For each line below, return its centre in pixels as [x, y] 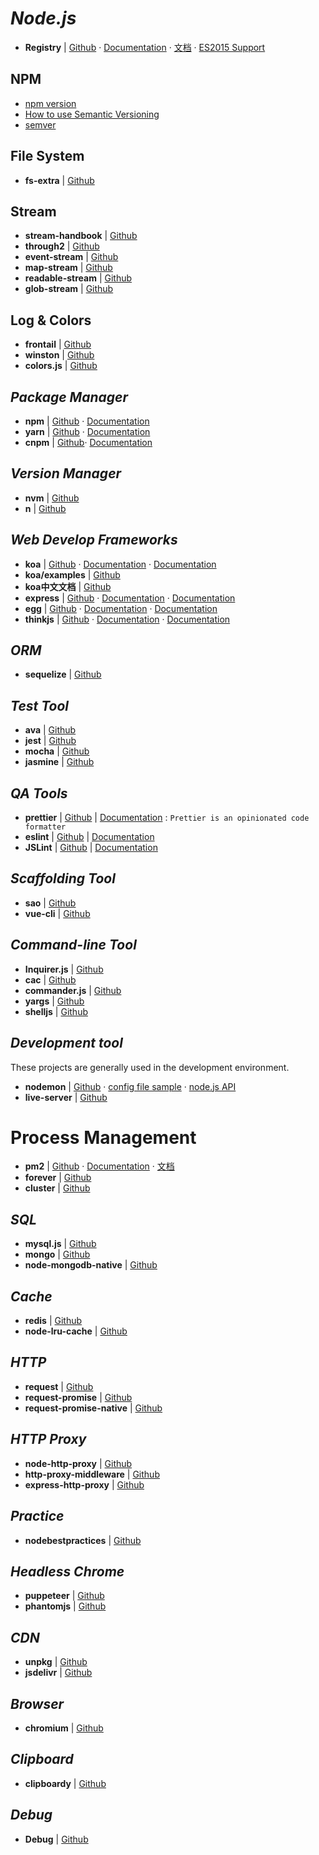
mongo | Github [57, 1254]
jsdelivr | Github [58, 1673]
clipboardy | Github [65, 1783]
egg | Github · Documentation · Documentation [121, 608]
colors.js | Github [61, 366]
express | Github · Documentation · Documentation [130, 598]
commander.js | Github [73, 990]
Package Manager [69, 397]
